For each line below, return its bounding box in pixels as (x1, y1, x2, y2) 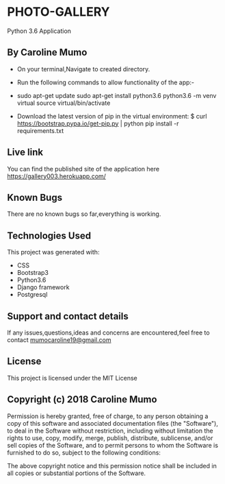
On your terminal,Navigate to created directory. (16, 64, 150, 73)
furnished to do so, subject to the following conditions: (7, 448, 161, 457)
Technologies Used (7, 230, 91, 241)
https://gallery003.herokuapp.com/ (7, 172, 106, 180)
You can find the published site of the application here (7, 165, 159, 173)
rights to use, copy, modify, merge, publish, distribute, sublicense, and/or (7, 433, 213, 442)
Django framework (16, 283, 70, 291)
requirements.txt (16, 126, 64, 134)
